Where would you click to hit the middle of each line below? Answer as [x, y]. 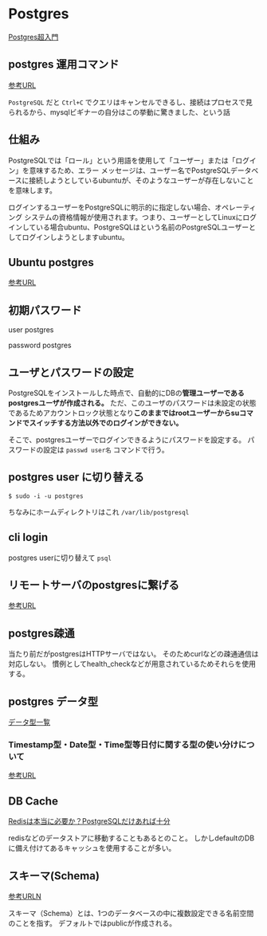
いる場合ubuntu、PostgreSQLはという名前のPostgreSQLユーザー [142, 227]
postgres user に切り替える [77, 478]
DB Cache [33, 801]
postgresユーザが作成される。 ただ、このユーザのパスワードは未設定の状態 [132, 403]
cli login [28, 537]
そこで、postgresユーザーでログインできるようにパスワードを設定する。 [127, 440]
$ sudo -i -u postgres [46, 496]
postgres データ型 [53, 701]
